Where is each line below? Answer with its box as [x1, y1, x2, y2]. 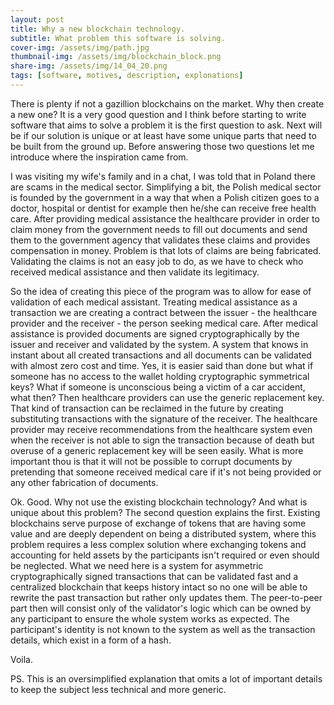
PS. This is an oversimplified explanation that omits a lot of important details [10, 672, 323, 685]
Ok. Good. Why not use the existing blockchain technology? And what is [10, 496, 308, 508]
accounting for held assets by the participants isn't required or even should [10, 549, 320, 561]
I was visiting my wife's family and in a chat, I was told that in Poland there [10, 170, 317, 182]
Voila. [10, 653, 34, 665]
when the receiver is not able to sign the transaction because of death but [10, 434, 315, 446]
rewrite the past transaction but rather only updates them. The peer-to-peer [10, 591, 323, 603]
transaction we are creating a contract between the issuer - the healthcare [10, 306, 318, 318]
